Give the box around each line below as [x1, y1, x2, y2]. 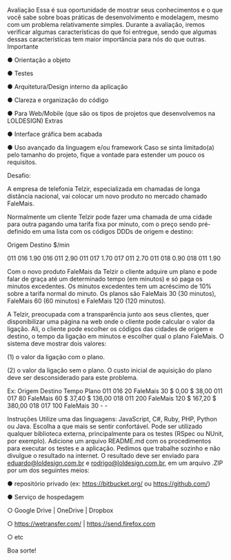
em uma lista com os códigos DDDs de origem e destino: [32, 228, 194, 235]
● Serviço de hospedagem [7, 493, 84, 501]
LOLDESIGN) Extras [7, 117, 63, 125]
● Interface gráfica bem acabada [7, 130, 102, 138]
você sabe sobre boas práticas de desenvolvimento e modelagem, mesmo [7, 13, 219, 21]
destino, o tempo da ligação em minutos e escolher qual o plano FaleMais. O [7, 332, 224, 340]
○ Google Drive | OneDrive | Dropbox [7, 506, 114, 514]
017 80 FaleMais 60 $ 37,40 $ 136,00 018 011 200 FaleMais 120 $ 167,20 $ [7, 394, 217, 402]
